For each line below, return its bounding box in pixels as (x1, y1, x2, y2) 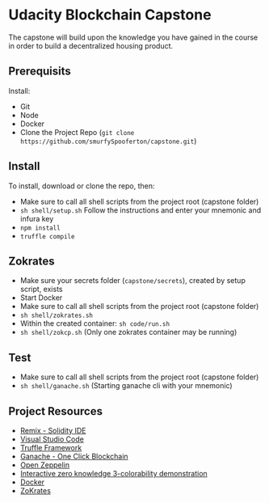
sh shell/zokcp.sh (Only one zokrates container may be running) (19, 328, 237, 337)
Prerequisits (8, 65, 71, 78)
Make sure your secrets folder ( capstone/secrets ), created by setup (19, 276, 246, 285)
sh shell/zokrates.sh (19, 311, 93, 320)
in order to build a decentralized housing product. (8, 40, 174, 50)
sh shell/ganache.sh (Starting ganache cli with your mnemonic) (19, 381, 233, 391)
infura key (19, 213, 54, 223)
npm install (19, 224, 61, 232)
